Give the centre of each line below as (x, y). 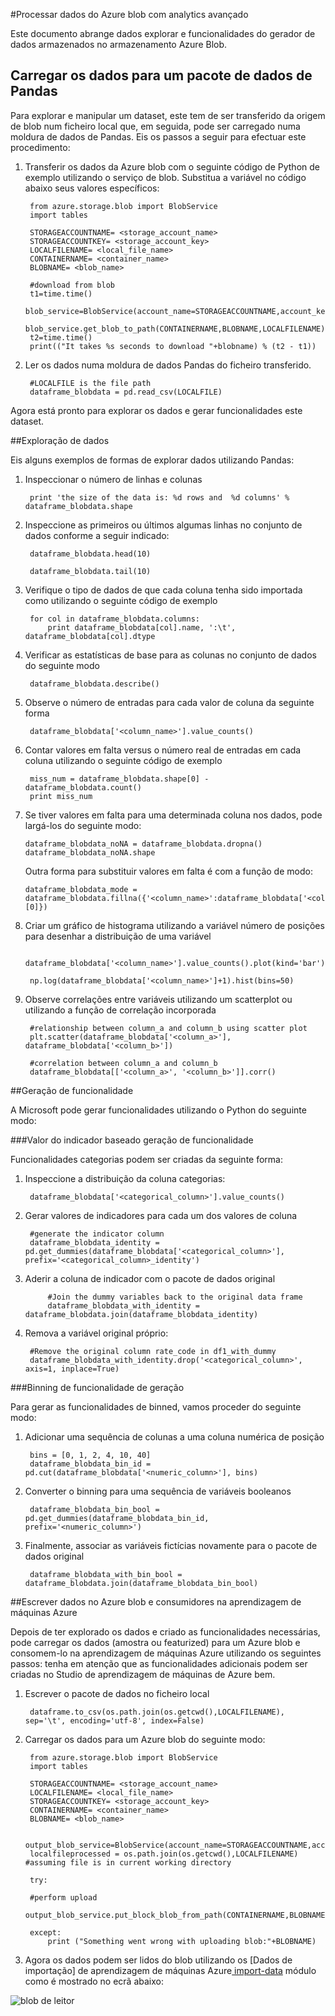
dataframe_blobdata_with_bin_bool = (106, 1574)
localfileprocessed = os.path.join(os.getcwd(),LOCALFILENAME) (164, 1854)
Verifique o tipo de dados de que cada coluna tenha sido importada (163, 590)
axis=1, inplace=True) (72, 1369)
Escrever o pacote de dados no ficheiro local (117, 1693)
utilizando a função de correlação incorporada (120, 1010)
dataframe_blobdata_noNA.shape (90, 852)
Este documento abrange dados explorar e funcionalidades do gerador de (163, 33)
